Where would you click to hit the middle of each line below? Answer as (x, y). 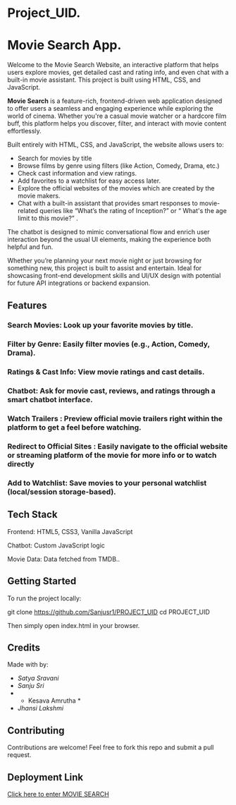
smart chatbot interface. (50, 400)
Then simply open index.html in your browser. (74, 625)
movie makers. (39, 196)
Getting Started (42, 581)
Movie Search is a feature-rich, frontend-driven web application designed (115, 101)
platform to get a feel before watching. (75, 428)
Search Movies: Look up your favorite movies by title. (100, 325)
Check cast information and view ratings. (77, 174)
